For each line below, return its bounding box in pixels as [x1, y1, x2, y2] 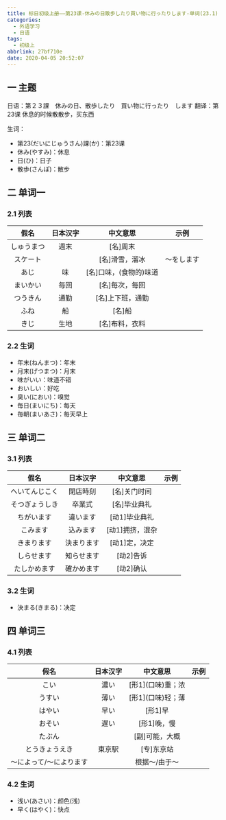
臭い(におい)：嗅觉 [16, 393, 71, 401]
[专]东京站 [140, 745, 174, 754]
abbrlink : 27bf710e [7, 49, 63, 56]
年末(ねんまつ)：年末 [16, 358, 77, 366]
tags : [7, 36, 23, 43]
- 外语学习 [13, 23, 40, 30]
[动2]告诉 [116, 551, 147, 561]
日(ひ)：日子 [16, 156, 53, 165]
